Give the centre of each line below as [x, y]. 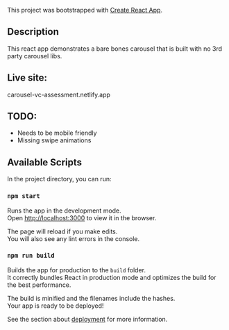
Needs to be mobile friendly [57, 133]
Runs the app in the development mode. [64, 211]
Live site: [27, 78]
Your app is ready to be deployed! [56, 306]
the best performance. [39, 285]
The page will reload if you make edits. [62, 231]
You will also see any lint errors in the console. [74, 238]
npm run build [31, 256]
